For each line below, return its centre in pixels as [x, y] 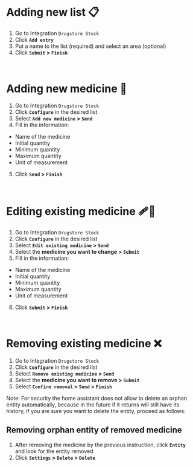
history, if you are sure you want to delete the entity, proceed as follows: [96, 411]
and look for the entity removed [54, 451]
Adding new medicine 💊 [67, 89]
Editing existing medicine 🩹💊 [81, 212]
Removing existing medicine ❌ [84, 343]
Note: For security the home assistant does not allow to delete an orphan [97, 398]
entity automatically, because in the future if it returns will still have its [93, 405]
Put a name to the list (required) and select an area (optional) [90, 46]
